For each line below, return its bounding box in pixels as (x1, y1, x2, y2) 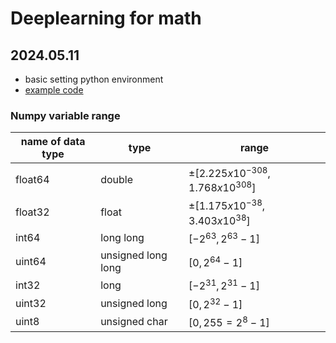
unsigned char (100, 315, 168, 329)
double (100, 172, 134, 186)
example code (24, 84, 84, 96)
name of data (20, 135, 86, 149)
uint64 (15, 254, 47, 268)
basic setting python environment (24, 73, 164, 85)
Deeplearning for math (10, 7, 202, 30)
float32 (15, 205, 50, 219)
